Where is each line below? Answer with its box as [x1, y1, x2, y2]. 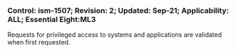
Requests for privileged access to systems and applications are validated [7, 30, 222, 39]
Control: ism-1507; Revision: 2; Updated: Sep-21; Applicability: [7, 6, 230, 16]
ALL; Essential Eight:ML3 [7, 14, 96, 24]
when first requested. [7, 38, 71, 47]
